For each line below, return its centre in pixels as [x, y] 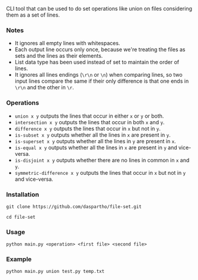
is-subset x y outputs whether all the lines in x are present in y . [92, 135]
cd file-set [21, 217]
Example [19, 259]
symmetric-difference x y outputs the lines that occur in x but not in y [100, 172]
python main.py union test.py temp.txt [55, 272]
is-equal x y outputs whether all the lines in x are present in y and [96, 147]
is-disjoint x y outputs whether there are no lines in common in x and [102, 160]
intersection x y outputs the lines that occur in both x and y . [90, 122]
